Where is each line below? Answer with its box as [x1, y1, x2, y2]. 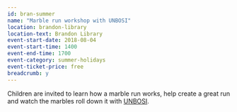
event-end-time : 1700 [7, 50, 71, 57]
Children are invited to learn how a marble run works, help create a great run [7, 89, 231, 98]
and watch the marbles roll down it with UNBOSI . [7, 96, 150, 105]
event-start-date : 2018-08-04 [7, 37, 97, 44]
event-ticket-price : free [7, 63, 83, 70]
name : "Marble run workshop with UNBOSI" [7, 17, 132, 24]
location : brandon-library [7, 23, 87, 30]
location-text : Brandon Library [7, 30, 103, 38]
